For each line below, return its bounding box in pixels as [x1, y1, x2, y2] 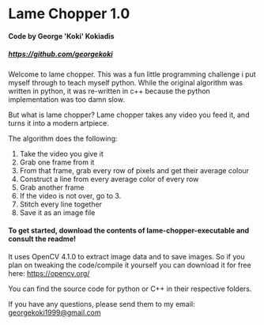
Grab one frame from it [19, 157, 95, 167]
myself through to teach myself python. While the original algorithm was [8, 77, 243, 87]
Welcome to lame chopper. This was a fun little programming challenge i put [8, 69, 256, 79]
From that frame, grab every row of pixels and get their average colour [19, 165, 250, 175]
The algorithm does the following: [8, 134, 118, 143]
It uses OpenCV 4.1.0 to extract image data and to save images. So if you [8, 251, 245, 261]
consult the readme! [8, 234, 77, 244]
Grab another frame [19, 183, 85, 192]
